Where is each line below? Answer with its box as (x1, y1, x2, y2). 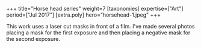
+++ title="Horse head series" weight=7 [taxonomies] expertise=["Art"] (6, 5, 184, 12)
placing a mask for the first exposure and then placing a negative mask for (6, 29, 191, 36)
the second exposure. (6, 36, 61, 42)
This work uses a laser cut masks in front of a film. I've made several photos (6, 23, 195, 30)
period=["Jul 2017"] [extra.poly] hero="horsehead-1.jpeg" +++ (6, 11, 161, 18)
